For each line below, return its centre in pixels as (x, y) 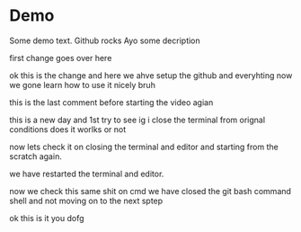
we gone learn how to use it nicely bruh (82, 85)
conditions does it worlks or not (68, 129)
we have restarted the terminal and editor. (87, 174)
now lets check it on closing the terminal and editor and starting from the (144, 147)
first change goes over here (61, 58)
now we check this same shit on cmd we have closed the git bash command (150, 191)
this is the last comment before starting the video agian (111, 102)
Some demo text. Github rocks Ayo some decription (105, 40)
